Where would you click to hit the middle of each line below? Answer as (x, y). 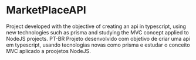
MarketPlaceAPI (46, 10)
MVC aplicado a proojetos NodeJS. (48, 51)
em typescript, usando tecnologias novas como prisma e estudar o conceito (98, 45)
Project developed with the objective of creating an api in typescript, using (96, 26)
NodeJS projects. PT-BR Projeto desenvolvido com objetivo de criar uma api (98, 38)
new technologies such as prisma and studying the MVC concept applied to (98, 32)
